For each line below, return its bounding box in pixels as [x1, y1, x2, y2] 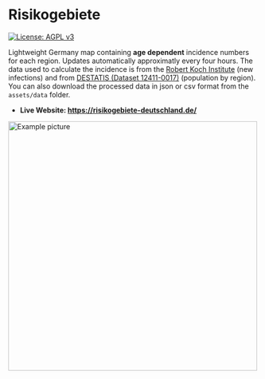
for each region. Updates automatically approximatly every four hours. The [8, 56, 253, 65]
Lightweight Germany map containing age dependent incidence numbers [8, 47, 249, 57]
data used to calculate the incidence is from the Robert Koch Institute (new [8, 64, 254, 73]
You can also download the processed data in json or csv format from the [8, 81, 249, 91]
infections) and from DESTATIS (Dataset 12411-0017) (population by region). [8, 73, 256, 82]
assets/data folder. [8, 89, 71, 99]
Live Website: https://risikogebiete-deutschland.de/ [19, 105, 197, 115]
